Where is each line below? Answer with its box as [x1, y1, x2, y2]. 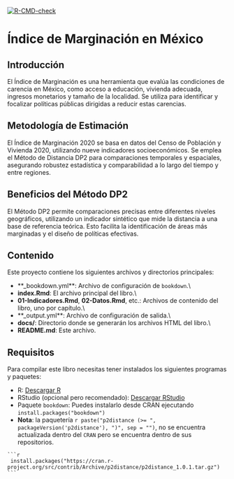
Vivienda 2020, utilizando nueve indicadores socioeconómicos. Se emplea [7, 145, 222, 154]
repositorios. [17, 438, 54, 447]
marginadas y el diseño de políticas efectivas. [7, 229, 139, 238]
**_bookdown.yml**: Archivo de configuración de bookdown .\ [17, 282, 191, 290]
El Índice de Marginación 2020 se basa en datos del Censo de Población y [7, 138, 221, 147]
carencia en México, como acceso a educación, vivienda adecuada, [7, 85, 203, 93]
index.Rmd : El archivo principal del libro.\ [17, 289, 137, 297]
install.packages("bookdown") [17, 410, 106, 417]
